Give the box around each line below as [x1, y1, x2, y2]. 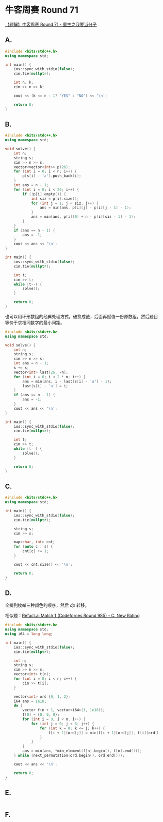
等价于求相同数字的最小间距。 [5, 320, 65, 325]
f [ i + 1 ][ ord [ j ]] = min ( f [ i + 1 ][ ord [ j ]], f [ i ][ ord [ [48, 730, 158, 735]
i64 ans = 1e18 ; [14, 699, 47, 704]
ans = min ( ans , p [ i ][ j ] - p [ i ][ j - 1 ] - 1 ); [39, 205, 131, 210]
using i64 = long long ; [5, 631, 53, 636]
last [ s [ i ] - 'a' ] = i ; [22, 383, 68, 388]
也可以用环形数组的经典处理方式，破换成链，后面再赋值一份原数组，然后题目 [5, 313, 158, 319]
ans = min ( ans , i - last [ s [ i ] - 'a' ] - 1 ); [22, 379, 112, 384]
